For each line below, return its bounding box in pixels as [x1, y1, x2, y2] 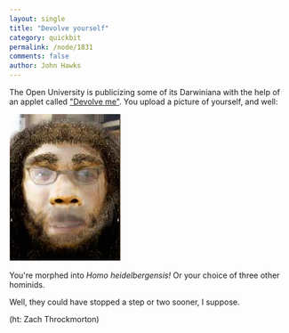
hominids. [9, 280, 45, 289]
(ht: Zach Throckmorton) [9, 314, 100, 324]
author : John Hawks [9, 61, 82, 70]
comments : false [9, 52, 69, 61]
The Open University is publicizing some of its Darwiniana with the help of [9, 87, 280, 97]
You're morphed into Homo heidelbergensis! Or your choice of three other [9, 270, 280, 280]
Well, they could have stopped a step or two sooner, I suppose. [9, 296, 240, 307]
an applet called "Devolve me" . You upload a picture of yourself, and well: [9, 96, 278, 107]
